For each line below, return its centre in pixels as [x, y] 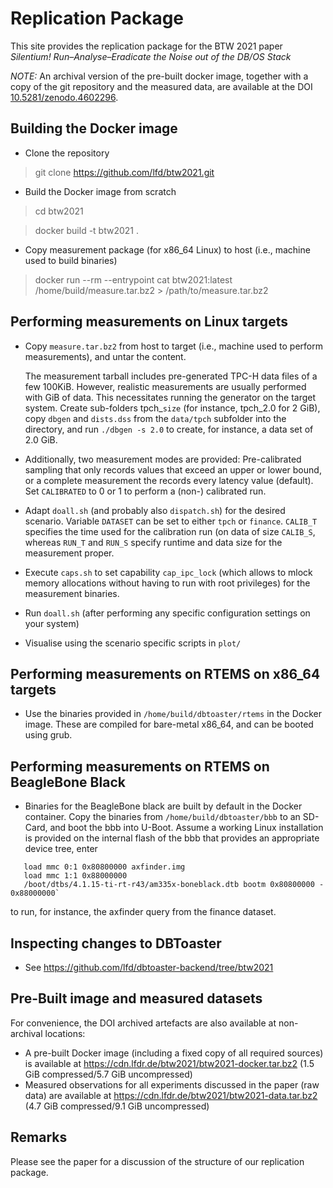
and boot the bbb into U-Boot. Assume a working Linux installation [186, 828]
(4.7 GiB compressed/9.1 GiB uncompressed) [117, 1106]
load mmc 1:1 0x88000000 [75, 876]
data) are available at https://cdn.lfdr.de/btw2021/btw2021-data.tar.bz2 [171, 1095]
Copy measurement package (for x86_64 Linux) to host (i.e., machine [167, 249]
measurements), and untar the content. [105, 356]
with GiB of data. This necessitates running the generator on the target [170, 397]
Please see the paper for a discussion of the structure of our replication [157, 1161]
